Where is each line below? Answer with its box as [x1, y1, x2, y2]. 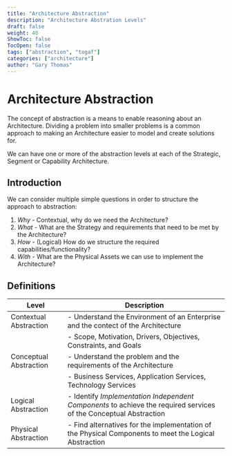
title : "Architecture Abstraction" [7, 10, 110, 17]
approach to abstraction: [7, 202, 77, 211]
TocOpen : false [7, 42, 51, 49]
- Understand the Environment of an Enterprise [67, 312, 221, 322]
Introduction [7, 177, 62, 189]
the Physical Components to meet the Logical [67, 429, 215, 439]
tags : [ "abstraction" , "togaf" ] [7, 49, 100, 56]
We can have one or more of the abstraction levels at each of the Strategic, [7, 149, 221, 158]
